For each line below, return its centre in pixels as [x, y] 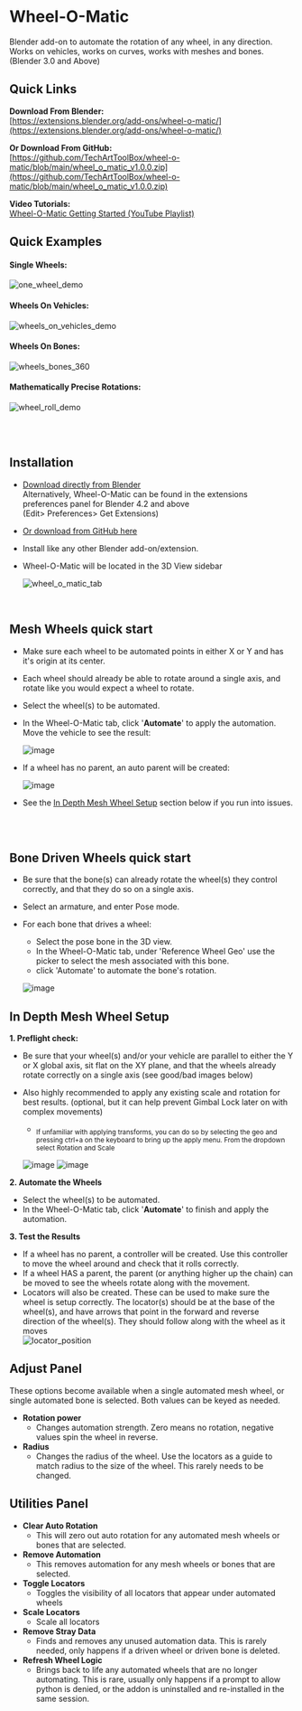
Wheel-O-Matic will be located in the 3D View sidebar [122, 566]
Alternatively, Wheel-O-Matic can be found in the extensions [135, 494]
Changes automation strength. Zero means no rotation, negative [155, 1427]
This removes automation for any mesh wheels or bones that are [156, 1564]
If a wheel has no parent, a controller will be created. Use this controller [155, 1254]
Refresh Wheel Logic [62, 1659]
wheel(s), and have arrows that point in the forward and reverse [141, 1311]
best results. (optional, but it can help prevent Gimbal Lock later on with [155, 1102]
